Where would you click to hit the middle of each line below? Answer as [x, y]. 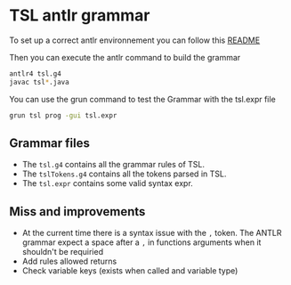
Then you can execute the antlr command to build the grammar [125, 57]
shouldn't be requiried [63, 252]
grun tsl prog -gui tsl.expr [63, 115]
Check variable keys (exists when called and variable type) [130, 271]
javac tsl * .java [39, 82]
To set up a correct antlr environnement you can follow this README [135, 40]
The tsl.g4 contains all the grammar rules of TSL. [113, 165]
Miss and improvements [77, 212]
